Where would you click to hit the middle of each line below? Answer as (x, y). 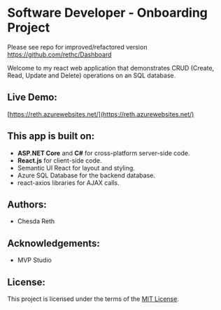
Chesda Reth (36, 221)
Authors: (27, 204)
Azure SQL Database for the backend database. (86, 175)
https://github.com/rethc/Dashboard (59, 54)
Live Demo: (32, 97)
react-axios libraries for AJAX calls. (69, 182)
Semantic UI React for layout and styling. (76, 168)
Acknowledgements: (54, 243)
